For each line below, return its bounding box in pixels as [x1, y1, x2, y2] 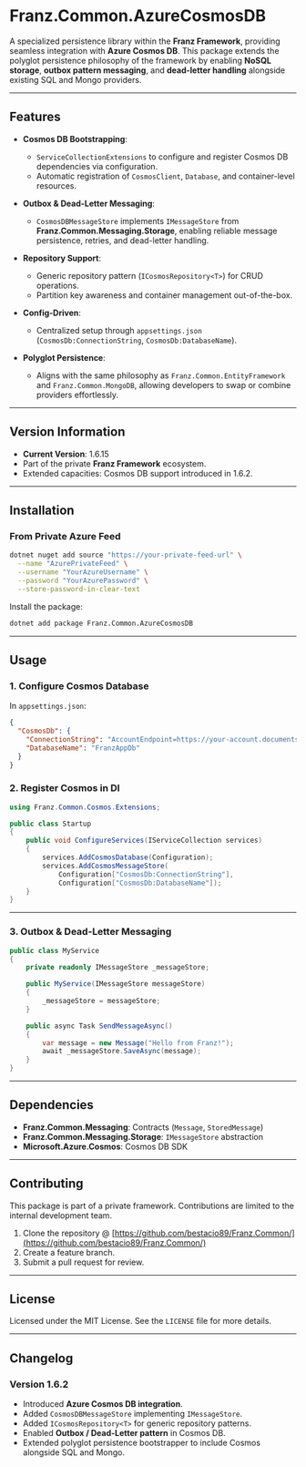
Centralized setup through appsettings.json [36, 324, 202, 335]
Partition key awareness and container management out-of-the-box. [36, 289, 293, 301]
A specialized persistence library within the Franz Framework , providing [9, 36, 280, 46]
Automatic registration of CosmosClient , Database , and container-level [36, 170, 296, 181]
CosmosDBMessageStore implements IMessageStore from [36, 215, 240, 226]
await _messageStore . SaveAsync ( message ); [42, 1047, 202, 1056]
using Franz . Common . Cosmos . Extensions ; [9, 803, 161, 812]
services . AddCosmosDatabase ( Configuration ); [42, 853, 214, 862]
